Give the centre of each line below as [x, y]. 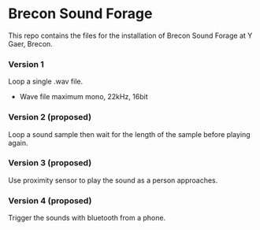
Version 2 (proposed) [50, 117]
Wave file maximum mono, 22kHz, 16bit [84, 97]
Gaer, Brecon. [30, 43]
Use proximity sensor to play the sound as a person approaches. [113, 180]
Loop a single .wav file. [46, 82]
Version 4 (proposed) [50, 200]
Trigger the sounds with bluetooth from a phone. [87, 218]
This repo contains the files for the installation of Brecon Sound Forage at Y [130, 35]
